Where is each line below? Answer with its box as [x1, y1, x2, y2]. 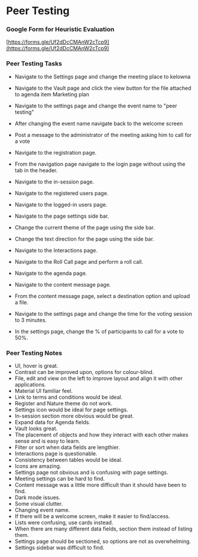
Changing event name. [14, 506, 70, 514]
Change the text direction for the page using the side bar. [14, 235, 155, 243]
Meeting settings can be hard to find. [14, 475, 105, 482]
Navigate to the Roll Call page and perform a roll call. [14, 258, 144, 265]
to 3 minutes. [14, 316, 47, 323]
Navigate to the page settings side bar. [14, 212, 109, 219]
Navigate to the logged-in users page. [14, 201, 108, 208]
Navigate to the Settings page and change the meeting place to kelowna [14, 73, 191, 80]
